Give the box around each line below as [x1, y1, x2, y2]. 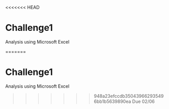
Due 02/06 [132, 98, 155, 104]
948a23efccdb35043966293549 [94, 93, 164, 99]
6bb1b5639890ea [94, 98, 131, 104]
